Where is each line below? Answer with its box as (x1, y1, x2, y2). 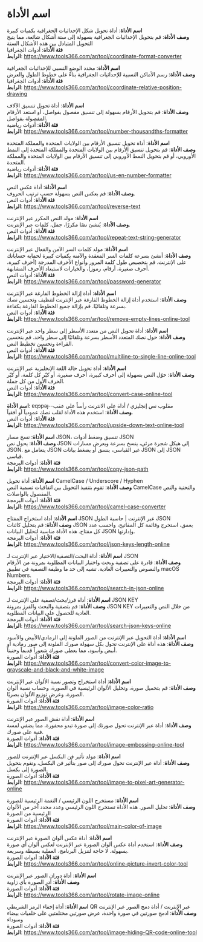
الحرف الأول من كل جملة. (7, 377, 65, 385)
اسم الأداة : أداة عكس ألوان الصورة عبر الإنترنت (7, 834, 112, 841)
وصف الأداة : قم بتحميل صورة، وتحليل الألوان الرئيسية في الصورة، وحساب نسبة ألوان (7, 684, 196, 691)
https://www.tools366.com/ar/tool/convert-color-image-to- (24, 659, 172, 667)
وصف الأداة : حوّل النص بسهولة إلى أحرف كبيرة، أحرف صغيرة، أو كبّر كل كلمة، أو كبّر (7, 371, 195, 378)
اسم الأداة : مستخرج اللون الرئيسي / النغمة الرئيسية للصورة (7, 796, 139, 804)
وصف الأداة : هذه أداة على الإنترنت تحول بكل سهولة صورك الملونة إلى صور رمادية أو (7, 640, 194, 647)
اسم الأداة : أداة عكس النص (7, 183, 67, 190)
